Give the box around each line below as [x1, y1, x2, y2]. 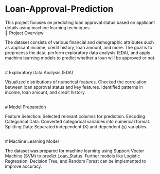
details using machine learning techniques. [5, 24, 91, 30]
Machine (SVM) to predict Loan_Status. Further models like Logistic [5, 153, 140, 159]
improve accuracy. [5, 163, 42, 169]
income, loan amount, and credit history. [5, 89, 86, 95]
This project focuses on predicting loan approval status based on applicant [5, 19, 155, 25]
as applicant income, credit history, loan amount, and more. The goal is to [5, 44, 152, 50]
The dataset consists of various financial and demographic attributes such [5, 39, 154, 45]
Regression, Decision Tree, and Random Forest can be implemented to [5, 158, 146, 164]
